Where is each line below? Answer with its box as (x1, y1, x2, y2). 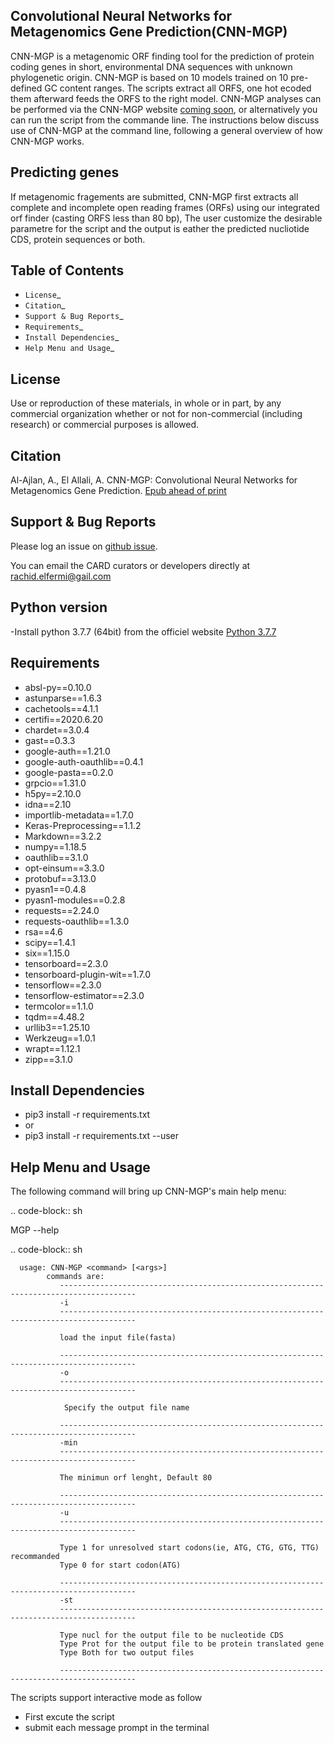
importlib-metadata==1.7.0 (24, 809, 134, 821)
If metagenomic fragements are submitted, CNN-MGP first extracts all (10, 190, 299, 203)
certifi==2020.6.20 (24, 713, 104, 725)
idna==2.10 (24, 798, 72, 810)
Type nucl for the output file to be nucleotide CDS (59, 1630, 284, 1641)
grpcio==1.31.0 (24, 777, 87, 789)
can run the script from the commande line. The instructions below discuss (10, 114, 320, 126)
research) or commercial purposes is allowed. (10, 419, 200, 431)
